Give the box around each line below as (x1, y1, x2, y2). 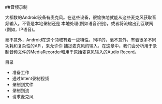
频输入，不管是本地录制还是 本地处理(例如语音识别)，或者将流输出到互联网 (5, 21, 154, 26)
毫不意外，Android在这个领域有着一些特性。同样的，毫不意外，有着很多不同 (5, 37, 156, 43)
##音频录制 (5, 4, 28, 10)
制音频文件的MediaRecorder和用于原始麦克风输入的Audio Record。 (5, 49, 139, 55)
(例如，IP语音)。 (5, 27, 38, 32)
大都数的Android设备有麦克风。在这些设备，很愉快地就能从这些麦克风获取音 (5, 15, 156, 20)
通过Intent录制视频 (12, 75, 49, 81)
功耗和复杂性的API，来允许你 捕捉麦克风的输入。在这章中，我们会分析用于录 (5, 43, 157, 48)
